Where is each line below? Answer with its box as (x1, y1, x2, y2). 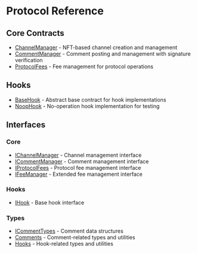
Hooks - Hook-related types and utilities (14, 240, 113, 248)
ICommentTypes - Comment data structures (14, 227, 124, 234)
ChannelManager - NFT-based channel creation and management (14, 44, 177, 51)
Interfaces (6, 120, 46, 130)
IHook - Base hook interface (14, 199, 85, 206)
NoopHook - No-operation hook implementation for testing (14, 102, 160, 109)
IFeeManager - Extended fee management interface (14, 170, 143, 178)
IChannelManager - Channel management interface (14, 151, 142, 158)
